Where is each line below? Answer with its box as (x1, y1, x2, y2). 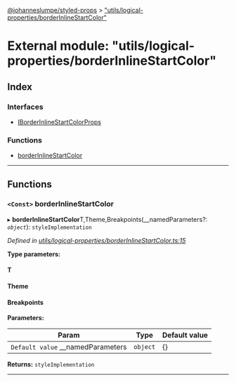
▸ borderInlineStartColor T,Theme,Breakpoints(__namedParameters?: (7, 215, 208, 223)
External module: (7, 38, 110, 54)
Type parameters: (7, 249, 61, 258)
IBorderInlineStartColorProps (17, 117, 102, 126)
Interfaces (7, 102, 44, 112)
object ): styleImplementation (7, 223, 93, 231)
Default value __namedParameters (11, 342, 127, 352)
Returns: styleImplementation (7, 360, 95, 369)
